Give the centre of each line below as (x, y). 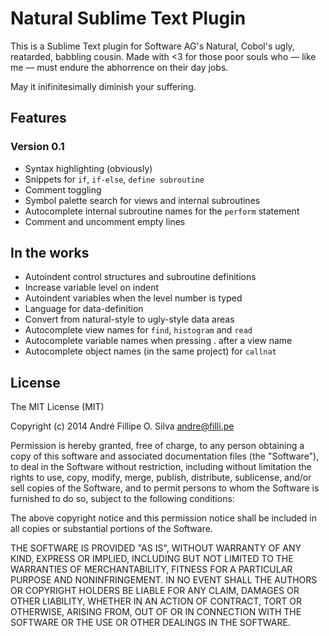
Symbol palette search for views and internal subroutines (142, 200)
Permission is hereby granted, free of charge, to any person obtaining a (157, 446)
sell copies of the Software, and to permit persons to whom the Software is (165, 488)
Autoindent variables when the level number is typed (133, 298)
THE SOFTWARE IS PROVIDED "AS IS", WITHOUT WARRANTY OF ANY (156, 548)
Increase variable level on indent (92, 288)
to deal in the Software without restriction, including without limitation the (161, 467)
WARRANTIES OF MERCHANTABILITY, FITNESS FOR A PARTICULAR (151, 569)
